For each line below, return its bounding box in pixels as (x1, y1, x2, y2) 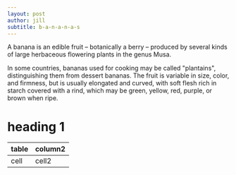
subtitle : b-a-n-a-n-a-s (7, 23, 80, 30)
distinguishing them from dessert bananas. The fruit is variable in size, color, (7, 71, 230, 80)
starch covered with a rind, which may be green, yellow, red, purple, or (7, 86, 213, 95)
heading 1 (7, 119, 65, 135)
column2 (35, 144, 66, 154)
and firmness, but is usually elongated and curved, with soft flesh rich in (7, 79, 217, 87)
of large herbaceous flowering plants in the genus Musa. (7, 50, 172, 59)
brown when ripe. (7, 94, 58, 102)
